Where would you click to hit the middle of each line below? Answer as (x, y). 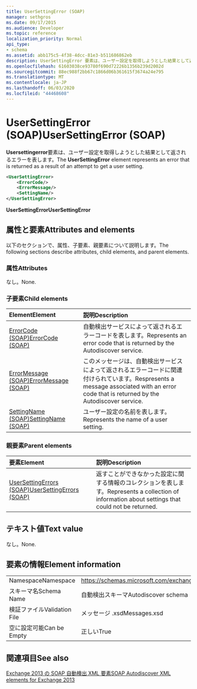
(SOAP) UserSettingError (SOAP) (86, 135)
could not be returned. (127, 506)
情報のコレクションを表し (143, 483)
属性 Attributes (27, 268)
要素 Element (27, 462)
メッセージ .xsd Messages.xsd (122, 613)
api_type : (18, 45)
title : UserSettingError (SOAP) (45, 11)
